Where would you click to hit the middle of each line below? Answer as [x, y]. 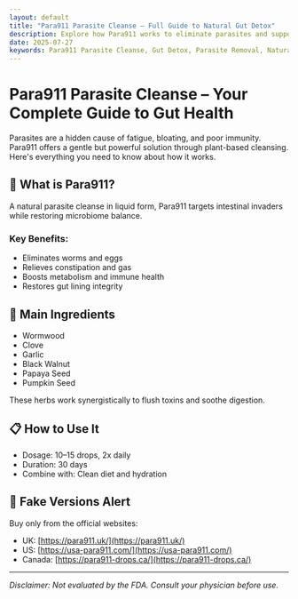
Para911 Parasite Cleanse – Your [129, 95]
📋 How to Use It [55, 429]
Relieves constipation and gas [77, 268]
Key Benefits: [39, 238]
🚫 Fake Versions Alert [70, 502]
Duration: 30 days [55, 464]
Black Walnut [46, 363]
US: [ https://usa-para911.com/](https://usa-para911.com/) [127, 550]
